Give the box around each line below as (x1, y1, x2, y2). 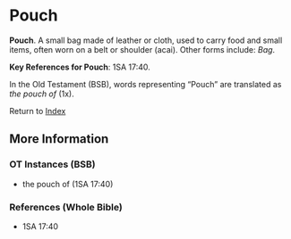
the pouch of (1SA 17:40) (21, 178, 114, 189)
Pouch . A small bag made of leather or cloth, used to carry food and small (9, 35, 283, 45)
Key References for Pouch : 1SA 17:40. (9, 62, 150, 72)
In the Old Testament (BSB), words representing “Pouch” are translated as (9, 78, 282, 89)
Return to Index (9, 105, 66, 116)
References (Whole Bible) (9, 201, 123, 213)
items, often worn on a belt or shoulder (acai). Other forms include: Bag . (9, 44, 276, 54)
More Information (9, 131, 109, 147)
